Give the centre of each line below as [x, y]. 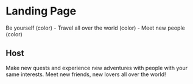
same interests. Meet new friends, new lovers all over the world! [86, 74]
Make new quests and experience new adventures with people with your [97, 68]
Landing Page [41, 11]
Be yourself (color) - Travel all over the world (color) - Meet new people [95, 28]
